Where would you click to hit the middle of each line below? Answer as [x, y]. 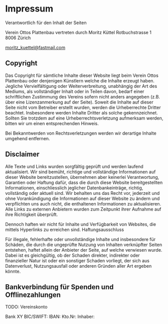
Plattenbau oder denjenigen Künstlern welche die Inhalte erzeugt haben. [80, 80]
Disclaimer [22, 154]
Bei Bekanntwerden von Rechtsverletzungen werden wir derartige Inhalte [81, 133]
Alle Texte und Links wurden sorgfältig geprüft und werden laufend [74, 166]
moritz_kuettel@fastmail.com [35, 47]
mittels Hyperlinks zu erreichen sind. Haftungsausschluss [65, 230]
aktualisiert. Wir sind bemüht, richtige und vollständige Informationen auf [80, 172]
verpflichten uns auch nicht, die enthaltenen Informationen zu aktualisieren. [83, 203]
